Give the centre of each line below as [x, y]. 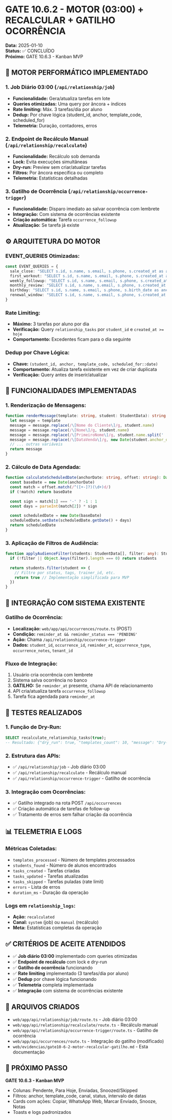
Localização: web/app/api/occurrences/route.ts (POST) [72, 628]
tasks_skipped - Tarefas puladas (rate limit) [58, 882]
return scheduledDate [33, 525]
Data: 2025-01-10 [24, 45]
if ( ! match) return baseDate [41, 492]
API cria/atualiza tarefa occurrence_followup [59, 691]
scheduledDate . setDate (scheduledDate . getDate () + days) [71, 520]
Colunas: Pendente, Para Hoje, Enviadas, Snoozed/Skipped [75, 1090]
